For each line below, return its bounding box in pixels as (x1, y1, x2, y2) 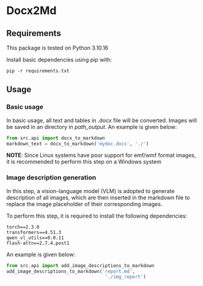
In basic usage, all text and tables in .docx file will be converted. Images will (6, 117, 197, 124)
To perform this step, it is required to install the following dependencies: (6, 212, 188, 219)
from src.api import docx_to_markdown (6, 135, 105, 141)
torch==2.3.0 (6, 224, 40, 230)
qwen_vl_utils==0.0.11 (6, 235, 64, 241)
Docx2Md (6, 4, 57, 18)
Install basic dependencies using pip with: (6, 56, 112, 63)
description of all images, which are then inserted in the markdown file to (6, 194, 190, 201)
